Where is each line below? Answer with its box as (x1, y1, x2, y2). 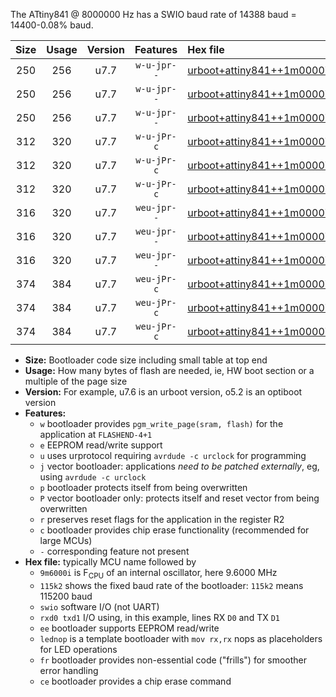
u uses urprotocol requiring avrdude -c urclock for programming (39, 450, 307, 461)
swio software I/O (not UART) (39, 600, 160, 613)
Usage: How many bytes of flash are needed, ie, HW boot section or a (24, 365, 315, 376)
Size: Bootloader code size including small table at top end (24, 354, 268, 366)
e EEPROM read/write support (39, 439, 163, 451)
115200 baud (39, 590, 93, 602)
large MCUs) (39, 535, 93, 546)
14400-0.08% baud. (10, 19, 94, 31)
